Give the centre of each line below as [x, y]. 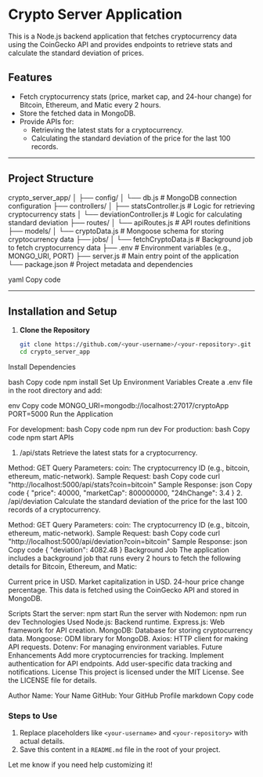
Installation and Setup [63, 311]
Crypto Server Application [95, 15]
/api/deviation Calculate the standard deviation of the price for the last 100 [128, 502]
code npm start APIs [41, 438]
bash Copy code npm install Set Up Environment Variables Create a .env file [130, 382]
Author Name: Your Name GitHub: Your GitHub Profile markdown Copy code [131, 695]
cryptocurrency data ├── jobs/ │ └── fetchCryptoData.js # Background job [130, 239]
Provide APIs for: [47, 121]
